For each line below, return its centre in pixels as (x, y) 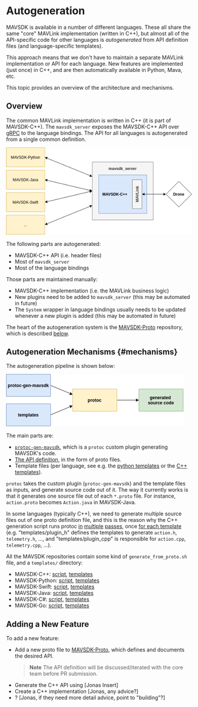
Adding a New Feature (48, 624)
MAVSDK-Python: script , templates (57, 581)
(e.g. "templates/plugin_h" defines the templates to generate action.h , (92, 532)
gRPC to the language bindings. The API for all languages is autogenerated (97, 133)
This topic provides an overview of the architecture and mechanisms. (90, 87)
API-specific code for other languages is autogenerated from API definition (97, 40)
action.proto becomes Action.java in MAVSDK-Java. (71, 502)
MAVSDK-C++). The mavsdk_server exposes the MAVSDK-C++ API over (93, 126)
